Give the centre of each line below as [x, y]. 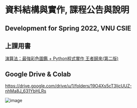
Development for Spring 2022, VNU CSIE [68, 28]
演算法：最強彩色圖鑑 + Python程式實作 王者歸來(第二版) [62, 58]
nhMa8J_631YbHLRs [26, 91]
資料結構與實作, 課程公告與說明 [67, 10]
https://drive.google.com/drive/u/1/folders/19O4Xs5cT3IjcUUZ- [68, 86]
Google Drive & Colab [38, 74]
